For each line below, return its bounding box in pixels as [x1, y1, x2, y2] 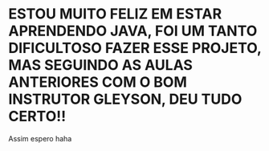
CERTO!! [8, 108, 67, 125]
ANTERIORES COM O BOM [8, 73, 187, 92]
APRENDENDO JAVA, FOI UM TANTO [8, 22, 258, 40]
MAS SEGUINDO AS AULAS [8, 56, 193, 75]
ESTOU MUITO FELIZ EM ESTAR [8, 5, 222, 23]
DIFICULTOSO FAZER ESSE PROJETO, [8, 39, 262, 57]
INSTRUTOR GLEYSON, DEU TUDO [8, 90, 243, 108]
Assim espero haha [8, 133, 72, 143]
